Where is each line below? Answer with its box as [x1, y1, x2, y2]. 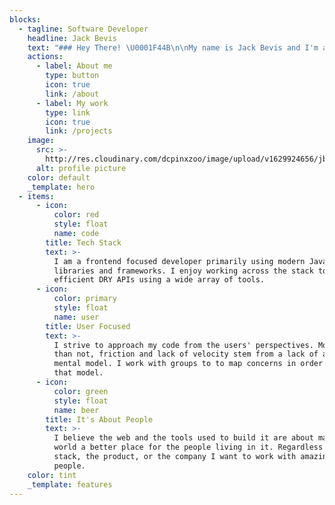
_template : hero [27, 182, 96, 192]
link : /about [45, 89, 100, 99]
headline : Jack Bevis [27, 33, 117, 43]
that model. [53, 368, 104, 378]
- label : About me [35, 61, 113, 71]
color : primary [53, 294, 117, 304]
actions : [27, 52, 64, 62]
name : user [53, 312, 100, 322]
